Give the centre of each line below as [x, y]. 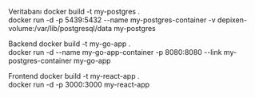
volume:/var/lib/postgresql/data [60, 28]
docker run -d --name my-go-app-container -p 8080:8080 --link [115, 52]
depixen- [232, 20]
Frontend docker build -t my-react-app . [74, 76]
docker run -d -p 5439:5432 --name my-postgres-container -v [112, 20]
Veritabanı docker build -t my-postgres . [74, 12]
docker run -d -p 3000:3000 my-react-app [79, 84]
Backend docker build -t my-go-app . [70, 44]
